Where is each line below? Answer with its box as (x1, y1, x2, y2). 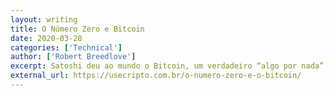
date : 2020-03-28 (10, 33, 83, 43)
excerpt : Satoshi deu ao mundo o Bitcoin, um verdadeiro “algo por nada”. (10, 61, 329, 71)
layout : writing (10, 14, 78, 25)
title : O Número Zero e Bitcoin (10, 24, 145, 34)
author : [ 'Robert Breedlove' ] (10, 52, 137, 62)
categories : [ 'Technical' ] (10, 42, 123, 53)
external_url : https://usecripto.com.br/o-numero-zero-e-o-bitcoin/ (10, 71, 302, 81)
